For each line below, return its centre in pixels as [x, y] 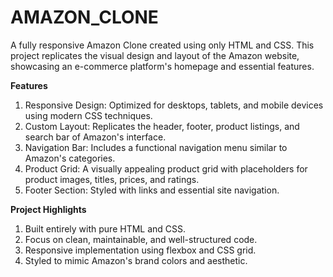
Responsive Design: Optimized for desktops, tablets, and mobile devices [174, 105]
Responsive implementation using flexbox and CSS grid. [140, 250]
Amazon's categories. [70, 158]
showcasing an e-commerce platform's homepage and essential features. [162, 66]
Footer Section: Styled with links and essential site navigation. [152, 190]
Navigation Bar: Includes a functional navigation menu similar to [156, 147]
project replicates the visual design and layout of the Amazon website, [155, 55]
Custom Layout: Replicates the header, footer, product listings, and [162, 126]
